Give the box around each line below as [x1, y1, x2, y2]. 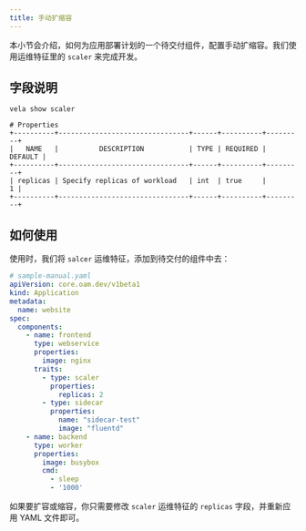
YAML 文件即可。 [19, 512, 85, 523]
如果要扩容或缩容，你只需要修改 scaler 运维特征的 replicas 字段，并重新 [9, 501, 283, 511]
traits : [33, 364, 64, 373]
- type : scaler [42, 373, 100, 383]
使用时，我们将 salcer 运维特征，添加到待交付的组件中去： [9, 253, 230, 264]
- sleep [49, 475, 79, 484]
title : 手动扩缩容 [9, 13, 73, 23]
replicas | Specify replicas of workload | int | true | [17, 177, 267, 186]
